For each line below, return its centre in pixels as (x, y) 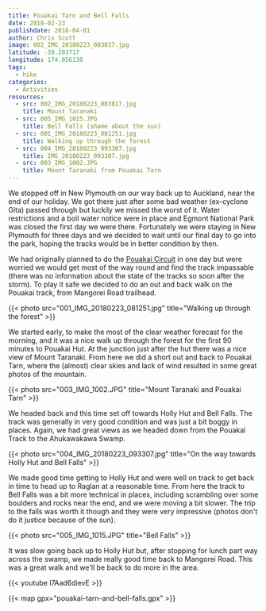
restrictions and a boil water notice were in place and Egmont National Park (131, 218)
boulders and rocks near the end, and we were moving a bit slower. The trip (132, 503)
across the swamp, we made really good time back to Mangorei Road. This (130, 559)
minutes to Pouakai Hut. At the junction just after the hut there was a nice (128, 349)
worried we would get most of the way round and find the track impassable (131, 267)
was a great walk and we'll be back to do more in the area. (104, 567)
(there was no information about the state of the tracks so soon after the (126, 276)
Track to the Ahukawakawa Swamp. (67, 438)
